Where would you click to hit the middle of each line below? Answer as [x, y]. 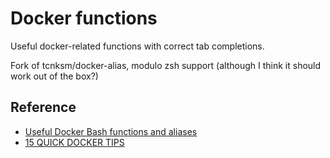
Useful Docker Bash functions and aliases [111, 131]
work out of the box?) [54, 76]
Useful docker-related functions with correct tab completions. [137, 46]
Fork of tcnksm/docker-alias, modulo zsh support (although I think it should [166, 65]
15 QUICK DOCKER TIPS [74, 142]
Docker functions [84, 18]
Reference [43, 107]
